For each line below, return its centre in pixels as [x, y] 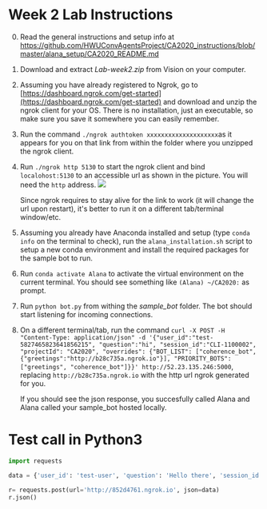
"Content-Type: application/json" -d [83, 337]
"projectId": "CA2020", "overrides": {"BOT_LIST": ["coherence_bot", [138, 352]
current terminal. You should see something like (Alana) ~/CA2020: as [135, 282]
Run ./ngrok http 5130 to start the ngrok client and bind [112, 166]
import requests [35, 461]
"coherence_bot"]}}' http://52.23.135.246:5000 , [152, 366]
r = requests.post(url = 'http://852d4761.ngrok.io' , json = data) [114, 490]
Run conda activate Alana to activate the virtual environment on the [132, 273]
